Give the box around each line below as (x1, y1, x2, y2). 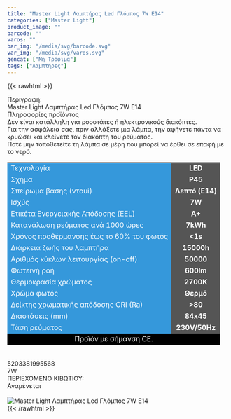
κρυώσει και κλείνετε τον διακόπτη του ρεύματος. (7, 132, 153, 141)
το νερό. (7, 147, 32, 156)
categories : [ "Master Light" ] (7, 17, 96, 24)
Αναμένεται (7, 381, 41, 390)
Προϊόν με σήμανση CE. (74, 334, 154, 343)
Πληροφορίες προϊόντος (7, 110, 79, 118)
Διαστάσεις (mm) (10, 311, 69, 321)
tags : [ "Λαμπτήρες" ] (7, 62, 68, 69)
